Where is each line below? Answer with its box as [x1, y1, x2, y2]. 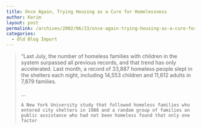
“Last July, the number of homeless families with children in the [20, 53, 178, 59]
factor [20, 118, 38, 124]
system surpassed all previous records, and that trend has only [20, 59, 176, 66]
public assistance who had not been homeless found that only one [20, 112, 190, 118]
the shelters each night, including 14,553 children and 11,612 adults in [20, 72, 191, 78]
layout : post [6, 20, 39, 26]
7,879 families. [20, 78, 57, 85]
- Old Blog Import [11, 36, 58, 42]
